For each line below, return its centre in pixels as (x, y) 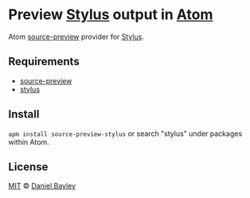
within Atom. (29, 142)
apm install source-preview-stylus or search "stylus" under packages (125, 134)
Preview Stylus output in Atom (111, 15)
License (28, 167)
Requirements (44, 62)
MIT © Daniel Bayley (42, 186)
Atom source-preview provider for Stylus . (76, 37)
